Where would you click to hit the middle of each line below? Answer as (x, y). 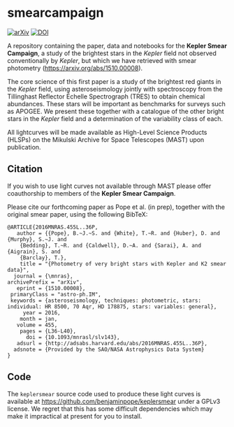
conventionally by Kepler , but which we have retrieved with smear (102, 60)
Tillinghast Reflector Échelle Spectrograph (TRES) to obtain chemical (106, 96)
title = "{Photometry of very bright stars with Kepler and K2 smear (123, 263)
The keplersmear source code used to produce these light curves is (104, 393)
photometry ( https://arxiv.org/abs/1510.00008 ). (75, 68)
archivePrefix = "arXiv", (45, 282)
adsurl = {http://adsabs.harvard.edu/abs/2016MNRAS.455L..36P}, (112, 343)
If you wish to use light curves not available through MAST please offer (109, 186)
